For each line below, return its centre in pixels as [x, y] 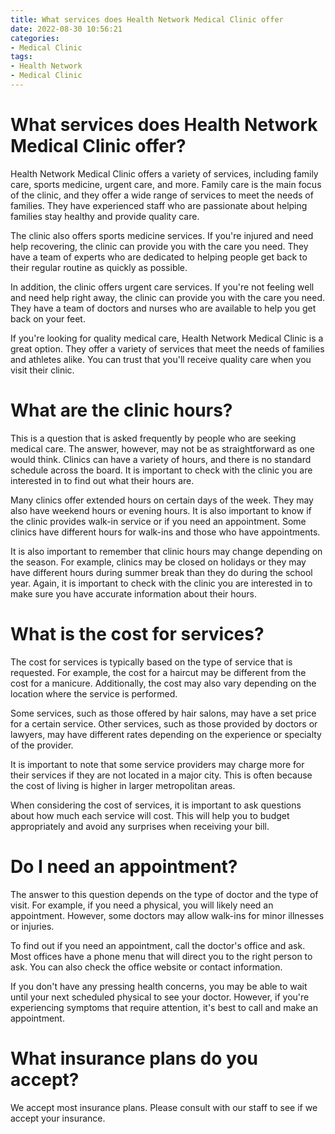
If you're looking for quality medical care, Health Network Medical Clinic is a [167, 338]
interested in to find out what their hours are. [102, 480]
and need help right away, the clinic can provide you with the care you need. [168, 297]
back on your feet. [48, 318]
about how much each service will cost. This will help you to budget [150, 815]
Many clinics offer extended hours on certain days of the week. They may [162, 500]
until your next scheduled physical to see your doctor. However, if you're [160, 997]
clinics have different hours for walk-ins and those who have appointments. [165, 532]
